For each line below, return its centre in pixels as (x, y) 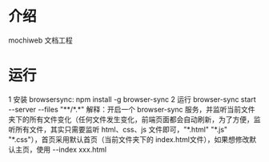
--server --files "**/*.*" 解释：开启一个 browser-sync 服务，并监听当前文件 (132, 109)
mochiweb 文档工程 (41, 40)
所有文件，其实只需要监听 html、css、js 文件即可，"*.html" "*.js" (121, 129)
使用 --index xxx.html (71, 149)
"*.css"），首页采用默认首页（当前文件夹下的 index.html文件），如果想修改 (129, 139)
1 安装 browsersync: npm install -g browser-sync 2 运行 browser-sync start (132, 99)
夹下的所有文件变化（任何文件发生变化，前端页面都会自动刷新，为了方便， (131, 119)
